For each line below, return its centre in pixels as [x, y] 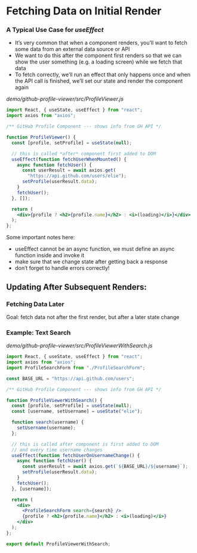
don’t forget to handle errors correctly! [62, 268]
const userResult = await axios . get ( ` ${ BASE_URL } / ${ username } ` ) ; [105, 467]
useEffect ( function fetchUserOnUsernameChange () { [76, 455]
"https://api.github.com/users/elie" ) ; [77, 176]
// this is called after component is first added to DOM [85, 444]
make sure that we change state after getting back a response [91, 262]
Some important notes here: [41, 238]
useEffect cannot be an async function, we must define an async [95, 249]
